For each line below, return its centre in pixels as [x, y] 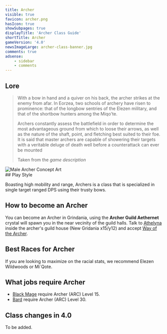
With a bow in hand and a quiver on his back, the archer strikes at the [89, 97]
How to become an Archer [47, 205]
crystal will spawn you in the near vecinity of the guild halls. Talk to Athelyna [83, 222]
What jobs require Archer [45, 282]
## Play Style [19, 174]
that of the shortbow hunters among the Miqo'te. [67, 113]
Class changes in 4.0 [38, 315]
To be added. [19, 327]
